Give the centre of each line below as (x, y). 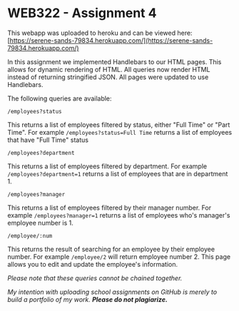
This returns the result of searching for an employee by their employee (111, 249)
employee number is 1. (40, 223)
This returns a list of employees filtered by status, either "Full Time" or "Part (119, 124)
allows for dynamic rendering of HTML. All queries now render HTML (109, 69)
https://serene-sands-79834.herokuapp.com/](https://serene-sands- (111, 40)
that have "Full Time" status (48, 140)
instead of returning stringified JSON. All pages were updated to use (108, 77)
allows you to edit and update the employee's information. (93, 264)
